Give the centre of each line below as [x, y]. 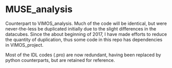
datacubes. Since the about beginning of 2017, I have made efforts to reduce [86, 34]
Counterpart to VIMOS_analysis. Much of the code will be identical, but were [86, 23]
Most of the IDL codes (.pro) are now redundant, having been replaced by [83, 55]
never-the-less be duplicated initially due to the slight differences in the [81, 28]
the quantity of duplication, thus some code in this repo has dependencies [84, 40]
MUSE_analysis [39, 9]
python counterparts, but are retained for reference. [60, 60]
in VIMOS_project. [24, 45]
